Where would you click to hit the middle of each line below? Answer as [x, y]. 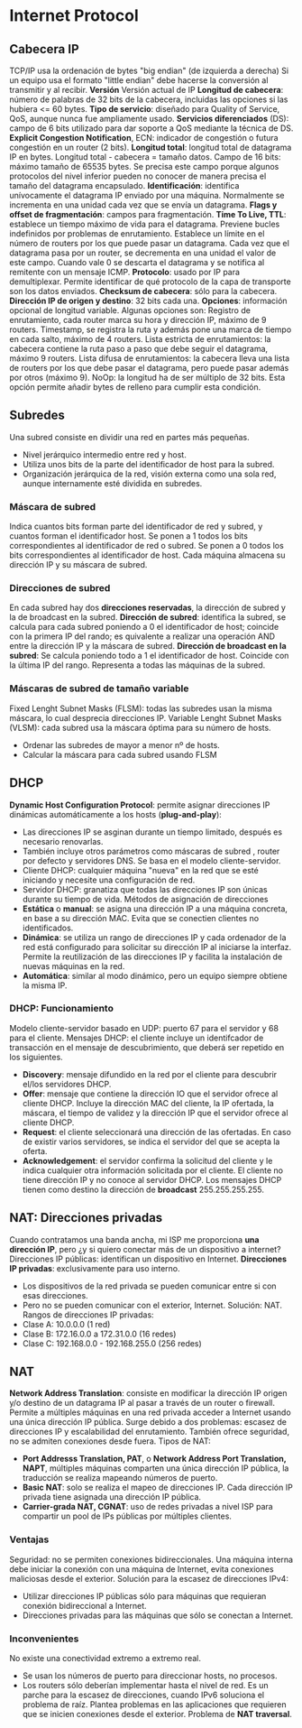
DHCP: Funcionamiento [62, 1009]
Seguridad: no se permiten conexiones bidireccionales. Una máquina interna [151, 1559]
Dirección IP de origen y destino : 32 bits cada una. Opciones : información [148, 300]
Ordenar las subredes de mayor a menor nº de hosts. [121, 744]
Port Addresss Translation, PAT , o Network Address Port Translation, [154, 1459]
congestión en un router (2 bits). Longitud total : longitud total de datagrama [151, 147]
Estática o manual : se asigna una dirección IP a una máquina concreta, [155, 909]
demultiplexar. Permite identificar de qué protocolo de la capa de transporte [150, 282]
